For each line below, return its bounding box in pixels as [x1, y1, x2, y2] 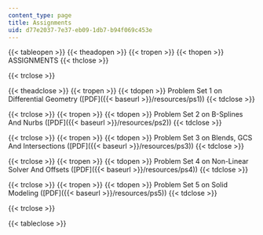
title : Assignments [8, 19, 72, 27]
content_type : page [8, 11, 72, 20]
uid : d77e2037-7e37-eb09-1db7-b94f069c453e [8, 26, 153, 34]
